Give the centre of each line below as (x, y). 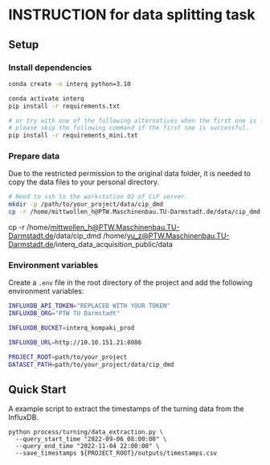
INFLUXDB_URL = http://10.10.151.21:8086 (75, 342)
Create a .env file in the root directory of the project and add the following (131, 282)
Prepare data (34, 156)
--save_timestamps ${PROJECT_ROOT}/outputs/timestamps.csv (117, 453)
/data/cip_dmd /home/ (90, 236)
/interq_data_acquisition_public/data (113, 245)
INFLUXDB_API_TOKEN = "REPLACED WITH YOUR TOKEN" (90, 306)
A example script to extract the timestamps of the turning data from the (126, 409)
